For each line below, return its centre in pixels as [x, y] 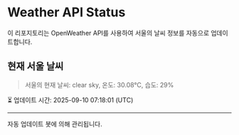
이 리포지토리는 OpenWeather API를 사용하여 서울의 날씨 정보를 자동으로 [108, 33]
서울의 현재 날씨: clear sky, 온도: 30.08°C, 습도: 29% [99, 85]
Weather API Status [67, 12]
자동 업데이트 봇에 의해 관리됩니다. [55, 124]
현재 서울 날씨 [36, 66]
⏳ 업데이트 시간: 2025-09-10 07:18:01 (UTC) [70, 99]
